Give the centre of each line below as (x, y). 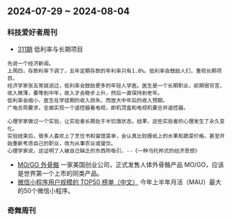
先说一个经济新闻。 (31, 63)
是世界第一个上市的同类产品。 (60, 173)
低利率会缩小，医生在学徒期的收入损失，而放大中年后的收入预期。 (88, 100)
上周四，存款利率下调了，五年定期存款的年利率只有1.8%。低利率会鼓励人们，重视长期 (112, 71)
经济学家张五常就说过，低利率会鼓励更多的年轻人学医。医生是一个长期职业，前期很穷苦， (116, 85)
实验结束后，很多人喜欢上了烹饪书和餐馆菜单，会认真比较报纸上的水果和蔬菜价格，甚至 (114, 136)
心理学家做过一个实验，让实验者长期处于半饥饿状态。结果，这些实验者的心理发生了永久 (114, 121)
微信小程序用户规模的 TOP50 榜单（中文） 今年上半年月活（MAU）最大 (119, 182)
